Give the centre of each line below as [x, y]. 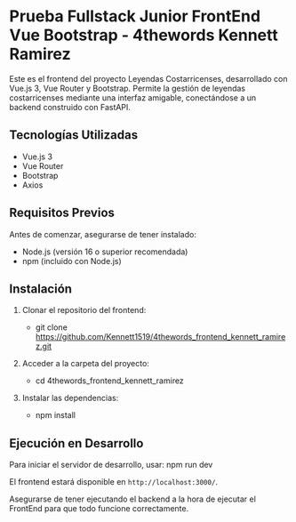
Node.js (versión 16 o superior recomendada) [105, 252]
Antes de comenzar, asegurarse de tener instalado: [103, 234]
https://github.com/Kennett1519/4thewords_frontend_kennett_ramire [160, 337]
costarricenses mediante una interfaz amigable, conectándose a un [133, 97]
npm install [55, 415]
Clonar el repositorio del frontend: [84, 310]
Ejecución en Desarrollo [76, 443]
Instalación [41, 289]
